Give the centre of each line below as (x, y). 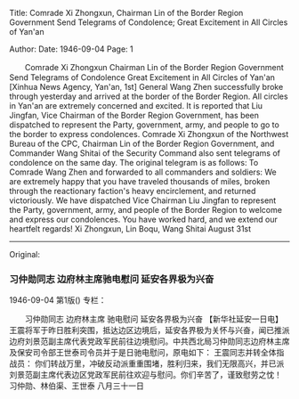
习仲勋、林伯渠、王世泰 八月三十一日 (77, 386)
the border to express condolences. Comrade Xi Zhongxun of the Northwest (149, 134)
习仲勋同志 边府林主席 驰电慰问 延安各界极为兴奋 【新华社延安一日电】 (154, 319)
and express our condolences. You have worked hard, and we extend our (144, 219)
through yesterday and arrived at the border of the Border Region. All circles (149, 96)
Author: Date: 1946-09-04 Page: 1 (71, 49)
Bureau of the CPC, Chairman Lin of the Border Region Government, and (142, 143)
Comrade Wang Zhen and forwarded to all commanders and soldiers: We (143, 172)
